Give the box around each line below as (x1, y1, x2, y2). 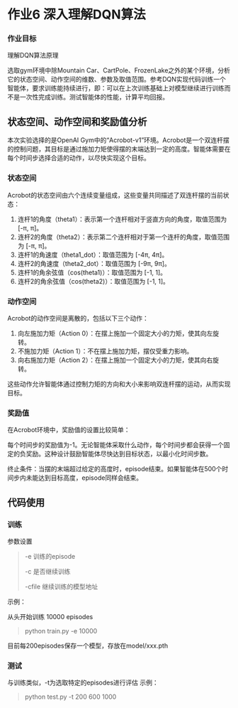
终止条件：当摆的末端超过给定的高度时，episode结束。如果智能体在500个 (7, 465, 222, 473)
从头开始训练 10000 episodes (7, 612, 93, 621)
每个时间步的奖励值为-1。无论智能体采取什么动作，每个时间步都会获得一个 (7, 441, 225, 449)
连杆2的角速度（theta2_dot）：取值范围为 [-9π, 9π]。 (17, 259, 171, 267)
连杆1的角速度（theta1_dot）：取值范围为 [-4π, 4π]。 (17, 250, 169, 259)
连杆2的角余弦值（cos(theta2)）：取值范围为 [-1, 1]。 (17, 277, 170, 285)
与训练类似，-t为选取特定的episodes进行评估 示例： (7, 678, 159, 687)
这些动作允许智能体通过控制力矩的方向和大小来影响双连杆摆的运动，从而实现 (7, 380, 231, 388)
